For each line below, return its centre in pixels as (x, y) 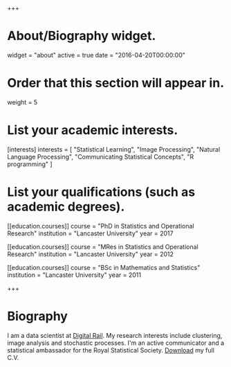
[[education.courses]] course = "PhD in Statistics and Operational (101, 226)
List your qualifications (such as (101, 192)
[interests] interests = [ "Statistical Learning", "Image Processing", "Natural (114, 149)
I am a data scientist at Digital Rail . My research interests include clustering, (115, 335)
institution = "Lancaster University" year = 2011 (74, 275)
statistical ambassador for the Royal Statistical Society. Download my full (111, 350)
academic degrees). (66, 207)
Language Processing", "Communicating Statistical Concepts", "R (101, 156)
